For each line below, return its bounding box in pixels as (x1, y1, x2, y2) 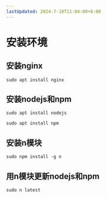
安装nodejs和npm (6, 95, 72, 105)
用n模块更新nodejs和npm (6, 171, 100, 181)
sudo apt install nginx (6, 77, 65, 83)
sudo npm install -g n (6, 154, 62, 160)
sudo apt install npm (6, 120, 59, 126)
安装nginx (6, 61, 43, 71)
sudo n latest (6, 187, 41, 193)
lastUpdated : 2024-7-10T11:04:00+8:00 (6, 8, 101, 15)
